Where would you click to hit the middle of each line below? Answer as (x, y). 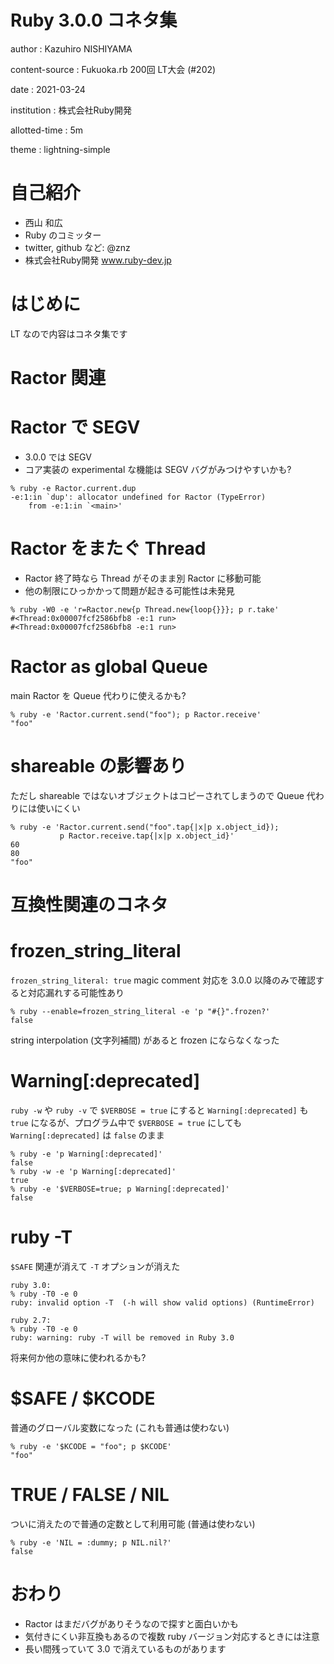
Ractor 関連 (58, 378)
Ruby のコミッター (63, 235)
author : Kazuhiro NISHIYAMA (71, 48)
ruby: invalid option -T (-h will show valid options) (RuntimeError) (162, 1302)
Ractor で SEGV (75, 427)
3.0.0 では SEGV (58, 457)
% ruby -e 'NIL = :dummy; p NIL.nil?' (91, 1542)
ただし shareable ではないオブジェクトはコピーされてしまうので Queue (157, 795)
